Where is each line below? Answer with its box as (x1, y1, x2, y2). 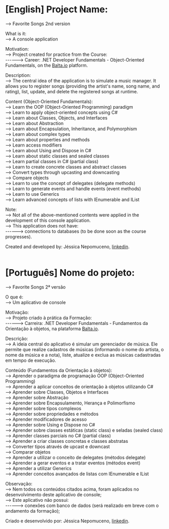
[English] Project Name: (5, 4, 108, 15)
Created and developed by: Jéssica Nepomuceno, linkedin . (5, 243, 130, 250)
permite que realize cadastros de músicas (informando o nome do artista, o (5, 346, 164, 352)
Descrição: (5, 335, 28, 341)
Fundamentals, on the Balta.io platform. (5, 62, 88, 68)
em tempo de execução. (5, 357, 56, 363)
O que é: (5, 294, 23, 300)
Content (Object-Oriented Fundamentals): (5, 98, 93, 105)
